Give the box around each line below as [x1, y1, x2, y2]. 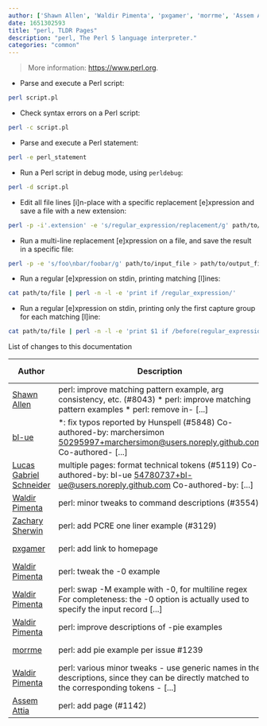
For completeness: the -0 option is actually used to [58, 594, 250, 605]
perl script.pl [8, 94, 59, 102]
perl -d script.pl [8, 183, 69, 191]
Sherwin [12, 526, 44, 537]
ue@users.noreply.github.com [58, 479, 171, 491]
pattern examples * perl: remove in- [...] [58, 404, 209, 415]
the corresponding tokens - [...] [58, 682, 177, 693]
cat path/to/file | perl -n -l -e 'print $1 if [8, 328, 169, 336]
